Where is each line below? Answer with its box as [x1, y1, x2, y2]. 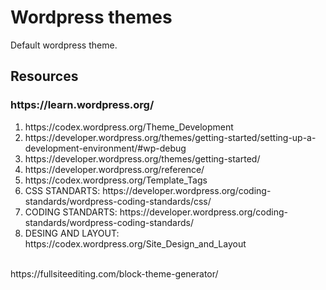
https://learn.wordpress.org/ [10, 98, 155, 112]
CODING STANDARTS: [24, 206, 118, 218]
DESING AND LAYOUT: [24, 227, 120, 239]
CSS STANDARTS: [24, 184, 101, 196]
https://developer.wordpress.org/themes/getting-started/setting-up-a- [24, 131, 317, 143]
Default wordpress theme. [10, 39, 118, 51]
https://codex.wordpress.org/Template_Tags [24, 174, 208, 186]
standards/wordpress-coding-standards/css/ [24, 195, 212, 207]
